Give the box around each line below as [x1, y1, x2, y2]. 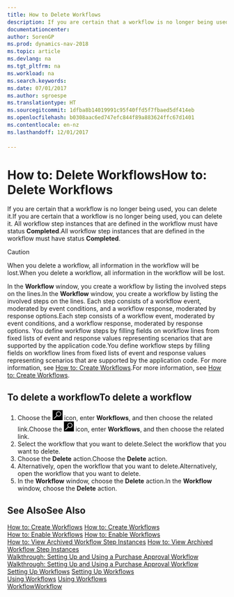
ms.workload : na [7, 70, 54, 77]
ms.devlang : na [7, 56, 52, 63]
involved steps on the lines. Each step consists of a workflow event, [7, 297, 202, 306]
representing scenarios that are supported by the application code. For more [7, 356, 227, 365]
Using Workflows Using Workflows [7, 575, 107, 583]
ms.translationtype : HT [7, 100, 77, 107]
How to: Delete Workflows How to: [7, 167, 208, 183]
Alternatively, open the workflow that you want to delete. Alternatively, [17, 462, 218, 470]
